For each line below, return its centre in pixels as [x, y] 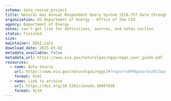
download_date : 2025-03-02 [34, 48]
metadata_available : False [34, 53]
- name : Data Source [32, 67]
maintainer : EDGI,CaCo [29, 43]
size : [11, 39]
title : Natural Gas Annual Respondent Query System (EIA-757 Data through [86, 15]
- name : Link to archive [36, 81]
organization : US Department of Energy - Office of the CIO [70, 19]
